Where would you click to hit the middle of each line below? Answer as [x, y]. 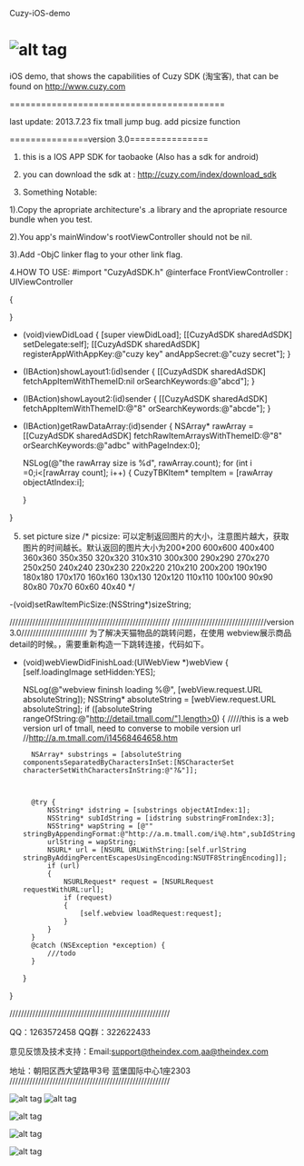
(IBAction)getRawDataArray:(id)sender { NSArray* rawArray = [138, 425]
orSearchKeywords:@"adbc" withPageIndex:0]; [112, 445]
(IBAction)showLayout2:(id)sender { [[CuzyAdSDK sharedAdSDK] [145, 398]
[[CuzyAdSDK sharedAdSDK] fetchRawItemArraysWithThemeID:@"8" [152, 435]
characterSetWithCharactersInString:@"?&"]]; [110, 770]
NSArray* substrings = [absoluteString [106, 754]
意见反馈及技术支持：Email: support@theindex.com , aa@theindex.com [139, 1051]
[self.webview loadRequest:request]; [151, 913]
